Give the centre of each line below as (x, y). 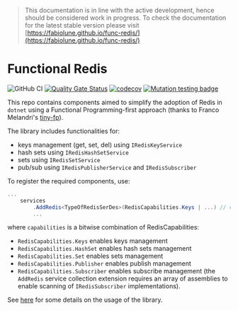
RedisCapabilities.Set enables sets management (90, 256)
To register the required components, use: (69, 181)
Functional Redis (57, 69)
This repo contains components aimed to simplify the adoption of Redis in (115, 102)
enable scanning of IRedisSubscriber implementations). (99, 286)
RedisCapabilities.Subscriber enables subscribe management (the (117, 271)
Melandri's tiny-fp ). (35, 117)
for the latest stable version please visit (82, 25)
